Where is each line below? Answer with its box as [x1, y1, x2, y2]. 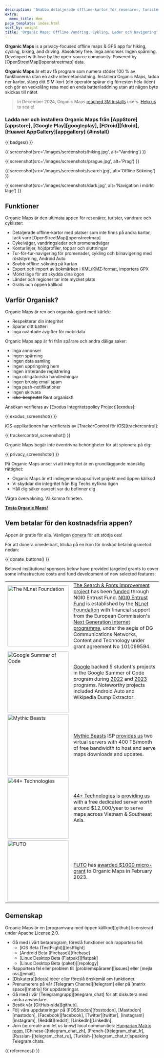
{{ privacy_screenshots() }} [5, 451, 60, 457]
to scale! [17, 104, 35, 110]
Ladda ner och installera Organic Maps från [5, 116, 110, 123]
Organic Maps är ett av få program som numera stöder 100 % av [5, 69, 136, 74]
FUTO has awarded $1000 [73, 861, 135, 868]
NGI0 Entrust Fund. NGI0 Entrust [73, 594, 148, 601]
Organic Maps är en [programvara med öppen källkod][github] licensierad [5, 924, 154, 930]
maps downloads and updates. [73, 751, 144, 758]
